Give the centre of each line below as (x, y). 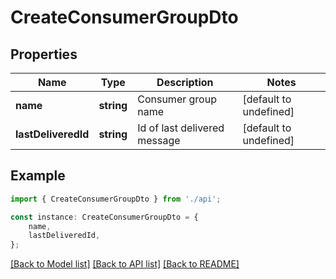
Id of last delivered (181, 128)
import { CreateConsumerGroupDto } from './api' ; (116, 199)
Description (185, 82)
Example (38, 176)
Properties (44, 54)
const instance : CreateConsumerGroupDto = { (104, 217)
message (159, 140)
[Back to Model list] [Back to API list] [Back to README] (125, 264)
